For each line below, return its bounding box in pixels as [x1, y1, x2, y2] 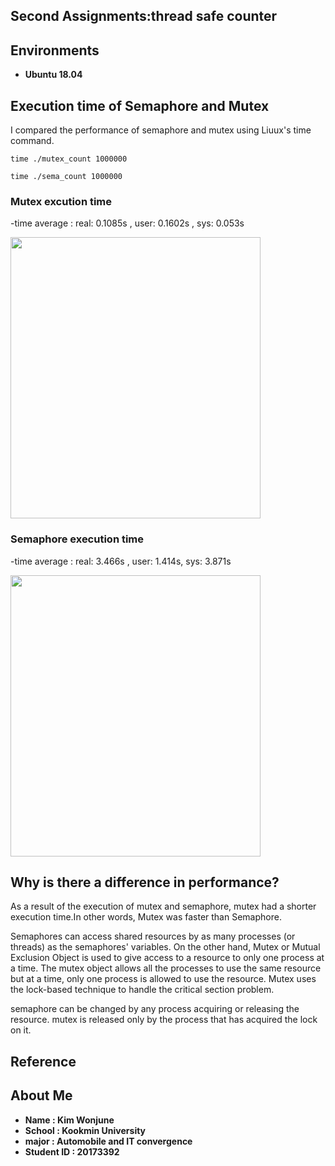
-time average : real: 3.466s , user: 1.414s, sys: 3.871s [10, 555, 232, 567]
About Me [10, 1087, 73, 1104]
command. [10, 135, 55, 147]
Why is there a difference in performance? [10, 874, 280, 891]
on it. [10, 1024, 32, 1036]
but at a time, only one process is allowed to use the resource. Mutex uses [10, 973, 317, 985]
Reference [10, 1053, 77, 1070]
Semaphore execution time [10, 532, 145, 546]
